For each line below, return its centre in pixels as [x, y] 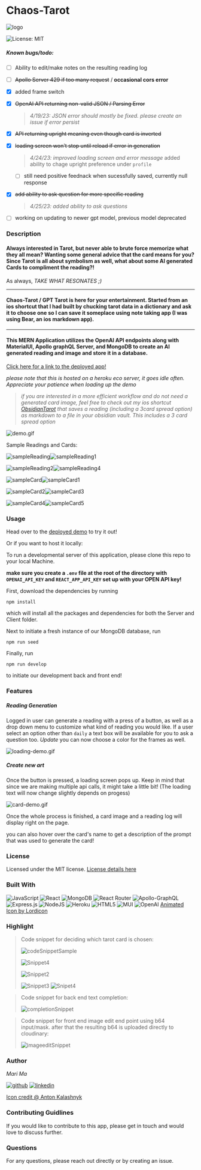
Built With [21, 885]
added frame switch [39, 92]
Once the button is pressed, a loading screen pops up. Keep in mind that [95, 780]
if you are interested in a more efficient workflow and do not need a [104, 396]
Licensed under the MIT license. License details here [71, 869]
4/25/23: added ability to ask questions [78, 206]
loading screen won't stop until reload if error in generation [87, 146]
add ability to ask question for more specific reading [79, 194]
